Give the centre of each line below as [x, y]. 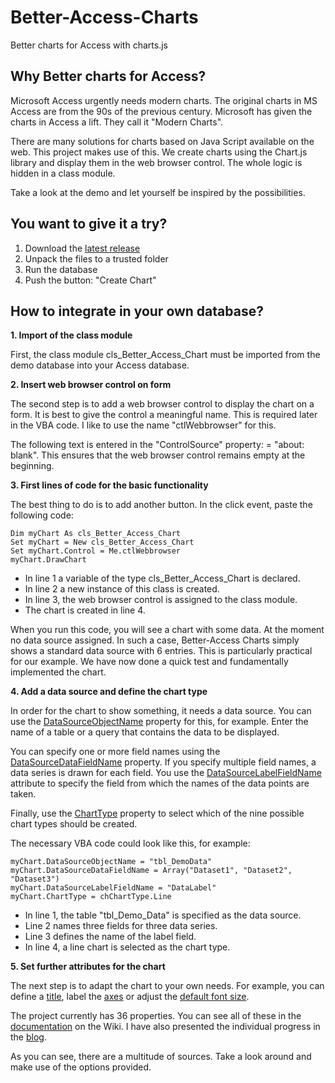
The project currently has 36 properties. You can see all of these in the [156, 1016]
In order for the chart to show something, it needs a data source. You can [161, 711]
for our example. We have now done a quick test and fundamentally [149, 662]
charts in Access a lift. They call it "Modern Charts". [117, 122]
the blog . [28, 1037]
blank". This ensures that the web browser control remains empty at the [158, 455]
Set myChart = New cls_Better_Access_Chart [102, 542]
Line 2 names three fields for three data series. [121, 926]
